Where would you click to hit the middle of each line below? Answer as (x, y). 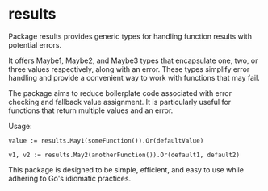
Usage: (20, 126)
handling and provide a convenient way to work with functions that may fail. (134, 77)
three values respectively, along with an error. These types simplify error (129, 69)
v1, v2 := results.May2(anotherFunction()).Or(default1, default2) (124, 155)
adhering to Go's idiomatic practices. (70, 178)
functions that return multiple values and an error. (91, 110)
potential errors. (35, 44)
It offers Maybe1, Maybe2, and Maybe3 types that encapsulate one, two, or (133, 60)
